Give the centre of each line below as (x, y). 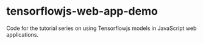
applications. (22, 34)
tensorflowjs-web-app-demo (82, 11)
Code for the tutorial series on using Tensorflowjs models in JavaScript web (101, 28)
